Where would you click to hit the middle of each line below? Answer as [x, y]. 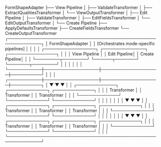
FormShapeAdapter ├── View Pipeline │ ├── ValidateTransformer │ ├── [79, 8]
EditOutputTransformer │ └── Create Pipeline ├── [56, 23]
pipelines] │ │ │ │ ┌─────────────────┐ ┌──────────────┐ [77, 49]
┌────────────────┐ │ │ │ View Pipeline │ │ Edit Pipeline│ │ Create [80, 54]
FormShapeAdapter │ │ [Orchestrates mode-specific [102, 43]
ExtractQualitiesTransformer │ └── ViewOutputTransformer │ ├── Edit [76, 13]
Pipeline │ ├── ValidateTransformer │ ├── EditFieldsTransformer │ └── [78, 18]
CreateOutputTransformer [31, 33]
